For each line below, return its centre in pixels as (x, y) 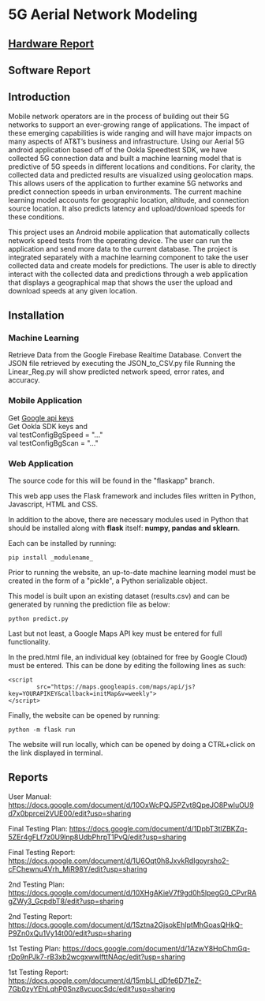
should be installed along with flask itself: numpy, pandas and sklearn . (124, 528)
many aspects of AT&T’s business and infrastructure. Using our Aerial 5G (126, 141)
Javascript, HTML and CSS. (53, 504)
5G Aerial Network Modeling (103, 15)
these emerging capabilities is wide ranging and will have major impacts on (130, 133)
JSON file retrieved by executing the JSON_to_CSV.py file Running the (122, 364)
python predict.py (38, 619)
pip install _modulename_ (50, 558)
